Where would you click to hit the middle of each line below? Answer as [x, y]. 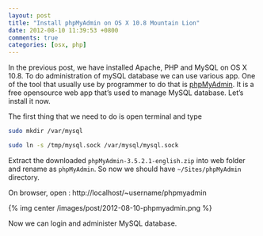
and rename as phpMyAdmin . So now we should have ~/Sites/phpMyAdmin [125, 169]
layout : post [30, 15]
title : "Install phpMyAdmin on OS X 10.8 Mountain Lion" [104, 23]
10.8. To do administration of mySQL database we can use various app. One [132, 76]
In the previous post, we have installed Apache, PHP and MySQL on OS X [128, 67]
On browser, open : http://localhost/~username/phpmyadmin [108, 192]
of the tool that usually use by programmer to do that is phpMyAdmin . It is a [131, 85]
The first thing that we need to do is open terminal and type [105, 116]
